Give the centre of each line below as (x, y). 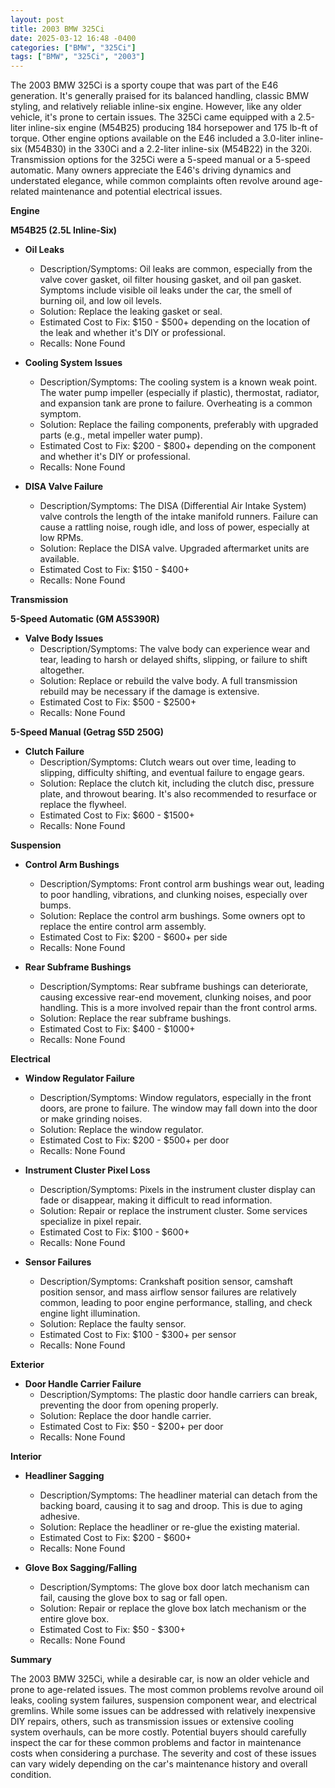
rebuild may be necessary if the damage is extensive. (149, 692)
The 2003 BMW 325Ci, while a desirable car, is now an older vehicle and (160, 1679)
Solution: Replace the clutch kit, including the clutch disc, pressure (177, 783)
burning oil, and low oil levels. (101, 301)
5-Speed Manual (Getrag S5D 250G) (87, 732)
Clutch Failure (54, 752)
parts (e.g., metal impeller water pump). (121, 435)
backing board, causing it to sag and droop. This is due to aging (171, 1506)
